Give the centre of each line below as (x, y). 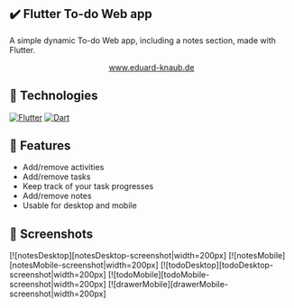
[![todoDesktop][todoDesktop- (216, 265)
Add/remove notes (57, 196)
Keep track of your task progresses (88, 186)
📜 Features (40, 146)
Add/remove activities (63, 168)
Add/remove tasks (56, 177)
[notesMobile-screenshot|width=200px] (84, 265)
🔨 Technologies (54, 96)
